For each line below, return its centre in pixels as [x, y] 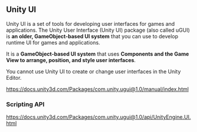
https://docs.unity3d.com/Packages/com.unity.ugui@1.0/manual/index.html [98, 89]
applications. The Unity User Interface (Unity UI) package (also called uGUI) [98, 30]
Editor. [14, 77]
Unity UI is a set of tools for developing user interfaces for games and [91, 23]
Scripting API [26, 104]
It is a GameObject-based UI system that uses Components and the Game [98, 54]
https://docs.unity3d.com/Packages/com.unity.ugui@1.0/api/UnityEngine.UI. [98, 117]
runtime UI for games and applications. [53, 42]
